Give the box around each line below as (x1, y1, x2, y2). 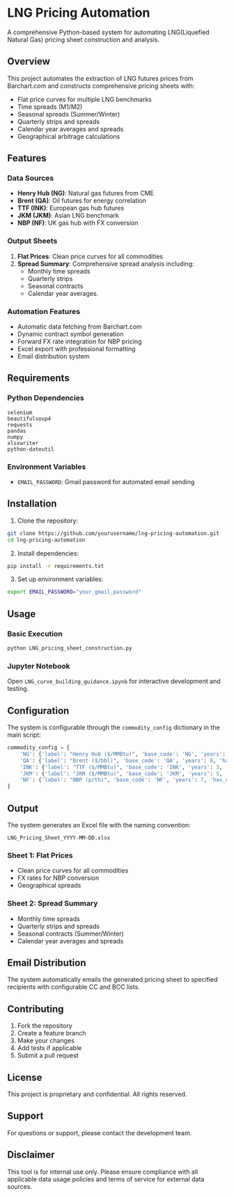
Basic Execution (7, 629, 63, 638)
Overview (7, 56, 51, 68)
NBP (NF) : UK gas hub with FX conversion (17, 218, 139, 227)
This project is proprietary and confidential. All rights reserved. (7, 1090, 187, 1098)
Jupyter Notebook (7, 661, 70, 671)
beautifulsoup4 (7, 415, 52, 422)
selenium (7, 409, 33, 416)
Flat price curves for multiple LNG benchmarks (17, 95, 152, 103)
